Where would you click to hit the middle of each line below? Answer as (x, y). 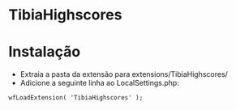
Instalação (45, 52)
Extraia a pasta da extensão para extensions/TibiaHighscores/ (124, 74)
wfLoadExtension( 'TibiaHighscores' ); (76, 98)
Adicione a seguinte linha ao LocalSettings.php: (100, 83)
